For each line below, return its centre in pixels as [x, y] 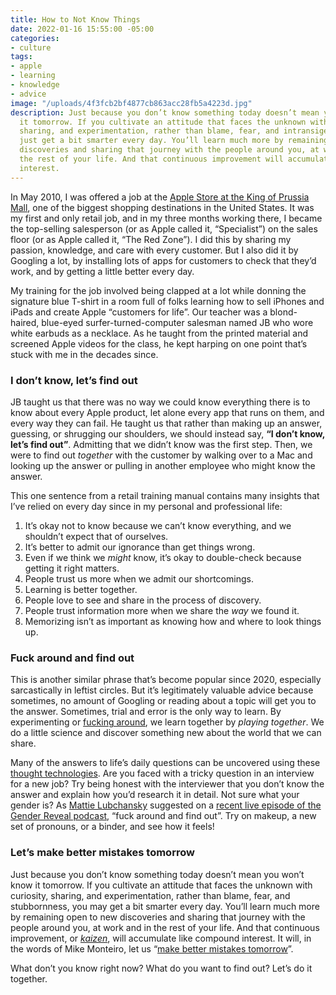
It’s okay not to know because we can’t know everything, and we [158, 525]
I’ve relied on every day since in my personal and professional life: [146, 506]
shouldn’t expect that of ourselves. [96, 536]
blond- [283, 312]
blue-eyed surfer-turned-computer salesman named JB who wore [177, 322]
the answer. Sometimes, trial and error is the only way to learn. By [146, 712]
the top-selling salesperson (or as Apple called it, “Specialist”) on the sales [164, 228]
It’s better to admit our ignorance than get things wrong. [140, 547]
